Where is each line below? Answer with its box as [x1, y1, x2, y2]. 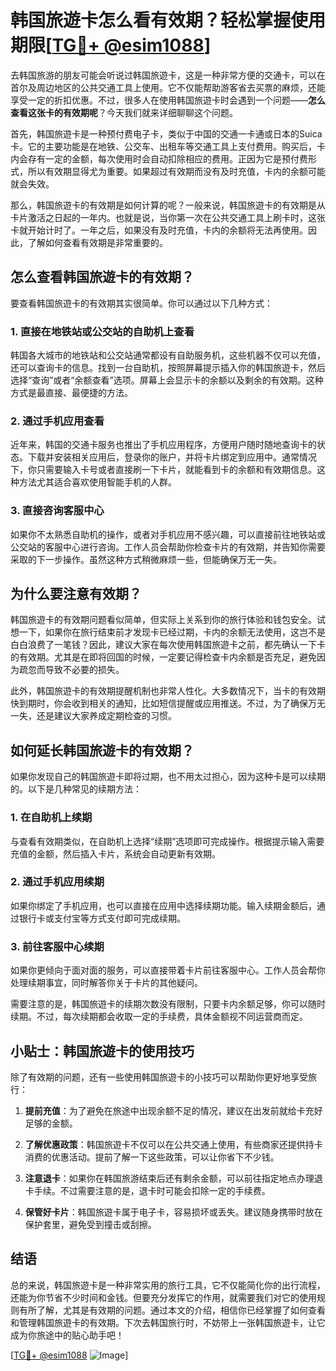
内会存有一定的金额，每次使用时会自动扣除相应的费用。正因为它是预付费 [10, 152, 308, 165]
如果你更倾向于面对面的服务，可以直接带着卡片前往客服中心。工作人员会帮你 [10, 964, 326, 976]
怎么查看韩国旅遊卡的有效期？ [10, 269, 195, 286]
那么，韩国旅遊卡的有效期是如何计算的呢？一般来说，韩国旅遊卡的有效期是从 [10, 199, 326, 211]
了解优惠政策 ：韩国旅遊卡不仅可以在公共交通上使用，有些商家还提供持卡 [24, 1138, 323, 1150]
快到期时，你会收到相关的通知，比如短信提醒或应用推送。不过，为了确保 [10, 697, 308, 710]
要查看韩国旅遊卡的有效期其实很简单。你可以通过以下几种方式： [10, 297, 273, 309]
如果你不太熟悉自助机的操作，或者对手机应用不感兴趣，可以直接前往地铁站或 [10, 528, 326, 540]
